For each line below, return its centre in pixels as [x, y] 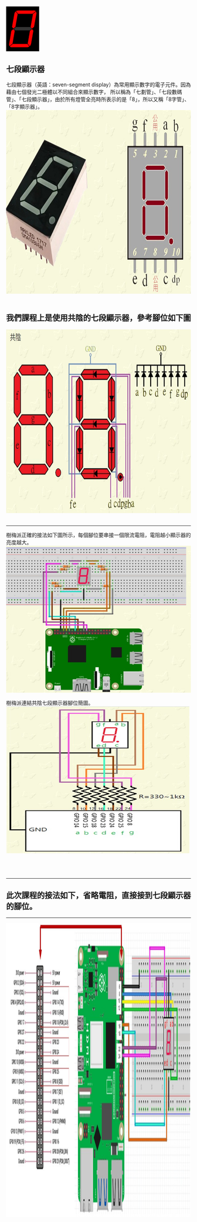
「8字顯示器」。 [24, 106]
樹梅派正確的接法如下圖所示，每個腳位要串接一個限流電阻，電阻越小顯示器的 [98, 535]
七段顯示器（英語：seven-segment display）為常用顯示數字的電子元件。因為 [98, 84]
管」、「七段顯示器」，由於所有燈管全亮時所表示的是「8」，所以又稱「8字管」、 [98, 99]
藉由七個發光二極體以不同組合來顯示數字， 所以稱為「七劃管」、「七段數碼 [94, 92]
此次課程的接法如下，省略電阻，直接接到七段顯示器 [98, 895]
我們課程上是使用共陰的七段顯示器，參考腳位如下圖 [98, 318]
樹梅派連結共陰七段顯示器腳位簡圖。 [50, 702]
